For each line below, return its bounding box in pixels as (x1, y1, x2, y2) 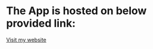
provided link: (6, 17, 76, 30)
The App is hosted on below (6, 4, 147, 18)
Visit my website (6, 36, 46, 43)
